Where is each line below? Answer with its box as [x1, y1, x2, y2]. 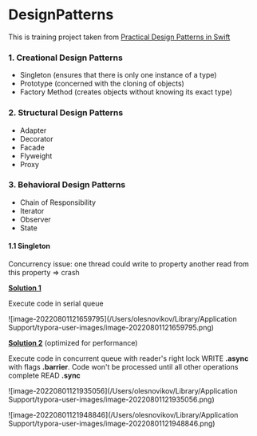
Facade [19, 142, 45, 152]
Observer [19, 214, 52, 224]
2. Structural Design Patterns [8, 107, 124, 118]
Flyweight [19, 150, 53, 161]
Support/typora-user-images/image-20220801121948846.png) [8, 418, 215, 429]
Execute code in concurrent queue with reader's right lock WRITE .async [8, 354, 249, 363]
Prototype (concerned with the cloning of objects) [19, 78, 185, 89]
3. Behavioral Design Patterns [8, 179, 126, 190]
